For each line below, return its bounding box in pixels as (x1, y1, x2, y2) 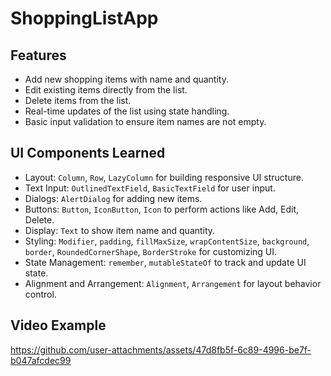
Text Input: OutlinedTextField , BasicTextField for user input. (24, 182, 276, 194)
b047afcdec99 (10, 354, 72, 366)
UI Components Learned (10, 145, 166, 162)
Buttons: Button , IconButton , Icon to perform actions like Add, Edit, (24, 203, 300, 215)
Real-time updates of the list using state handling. (24, 105, 230, 117)
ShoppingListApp (10, 7, 159, 30)
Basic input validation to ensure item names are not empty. (24, 116, 267, 127)
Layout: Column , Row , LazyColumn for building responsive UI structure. (24, 171, 304, 183)
